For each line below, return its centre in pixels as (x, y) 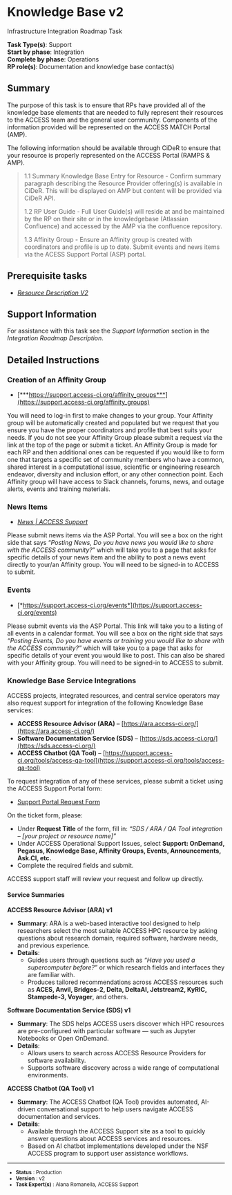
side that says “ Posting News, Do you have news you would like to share (110, 543)
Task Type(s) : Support (40, 44)
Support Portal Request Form (58, 802)
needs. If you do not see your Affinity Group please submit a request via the (115, 438)
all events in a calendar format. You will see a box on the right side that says (115, 633)
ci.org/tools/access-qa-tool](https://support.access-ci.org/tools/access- (121, 760)
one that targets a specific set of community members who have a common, (116, 460)
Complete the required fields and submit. (75, 865)
